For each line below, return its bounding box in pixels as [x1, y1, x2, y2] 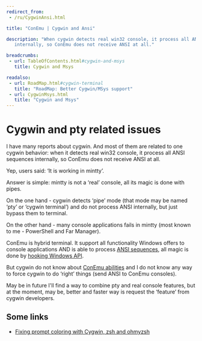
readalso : [6, 75, 31, 81]
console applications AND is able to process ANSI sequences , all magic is [6, 246, 189, 253]
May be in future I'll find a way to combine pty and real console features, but [6, 282, 195, 289]
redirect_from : [6, 8, 44, 15]
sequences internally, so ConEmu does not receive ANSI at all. [6, 156, 161, 163]
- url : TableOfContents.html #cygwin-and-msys [8, 58, 125, 64]
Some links [6, 312, 49, 322]
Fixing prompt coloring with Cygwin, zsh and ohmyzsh [14, 328, 150, 335]
